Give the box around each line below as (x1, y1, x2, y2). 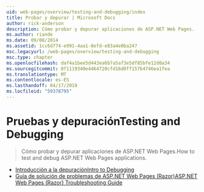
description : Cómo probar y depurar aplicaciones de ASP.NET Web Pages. (6, 26, 195, 32)
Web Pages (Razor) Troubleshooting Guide (15, 179, 123, 186)
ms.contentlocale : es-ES (6, 77, 69, 83)
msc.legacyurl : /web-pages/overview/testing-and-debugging (6, 49, 160, 55)
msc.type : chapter (6, 54, 53, 60)
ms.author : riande (6, 32, 53, 38)
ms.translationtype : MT (6, 71, 67, 77)
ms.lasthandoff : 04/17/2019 (6, 83, 78, 89)
